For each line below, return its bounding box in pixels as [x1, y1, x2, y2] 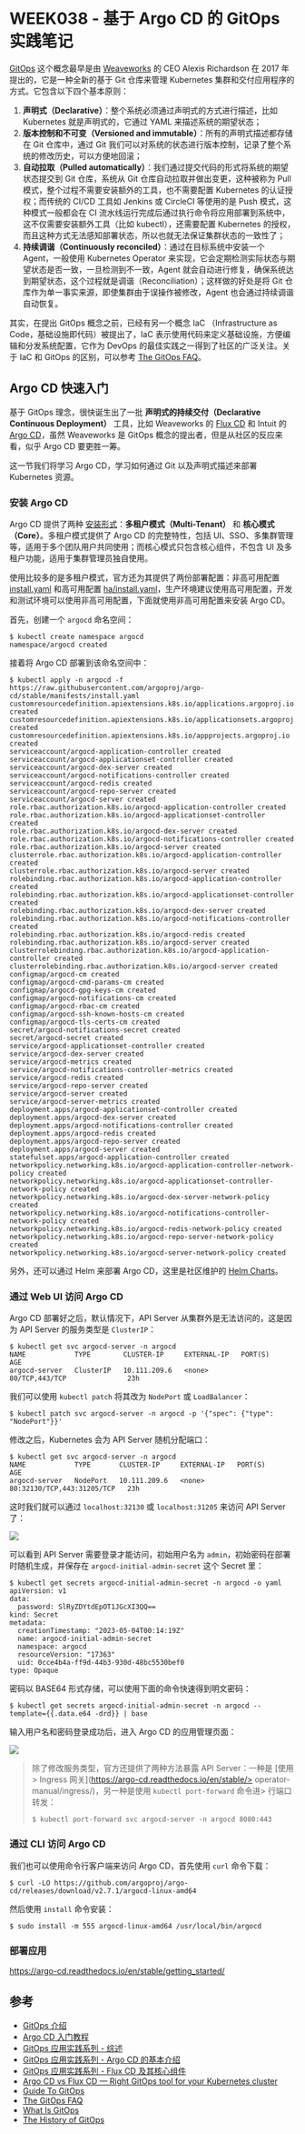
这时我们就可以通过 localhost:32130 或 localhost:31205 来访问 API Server [9, 1501, 286, 1512]
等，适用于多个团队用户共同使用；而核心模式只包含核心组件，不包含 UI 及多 [9, 542, 293, 553]
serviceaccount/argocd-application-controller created [9, 747, 221, 756]
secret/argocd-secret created [9, 1034, 124, 1043]
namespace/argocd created [9, 640, 107, 650]
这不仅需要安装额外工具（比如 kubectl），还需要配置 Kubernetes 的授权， [22, 218, 296, 229]
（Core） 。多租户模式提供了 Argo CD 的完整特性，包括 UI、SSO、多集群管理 [9, 530, 294, 541]
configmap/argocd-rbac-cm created [9, 1002, 141, 1011]
